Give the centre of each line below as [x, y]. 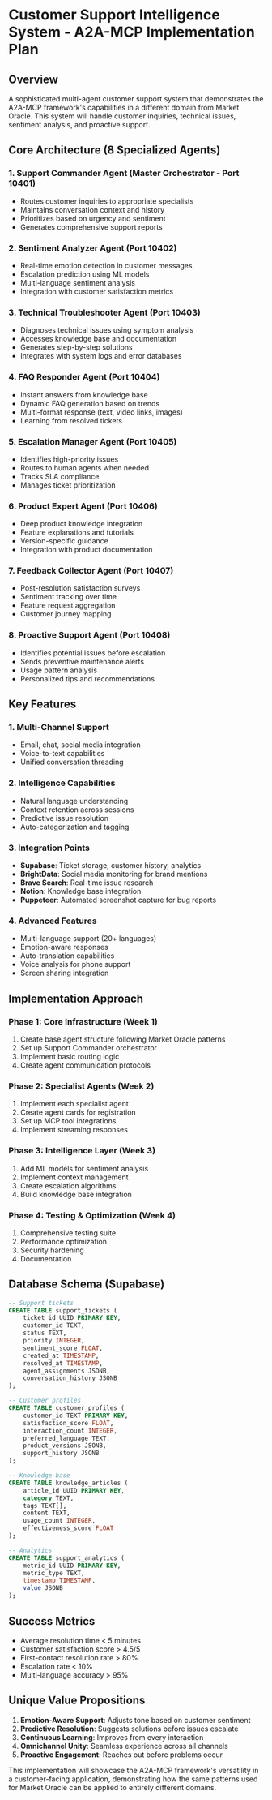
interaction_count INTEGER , [70, 1431]
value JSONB [43, 1588]
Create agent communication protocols [85, 1065]
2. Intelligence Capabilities [62, 783]
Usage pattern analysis [59, 670]
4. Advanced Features [53, 921]
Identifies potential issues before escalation [93, 653]
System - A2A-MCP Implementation [132, 32]
